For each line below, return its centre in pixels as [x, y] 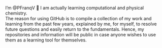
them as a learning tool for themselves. [46, 40]
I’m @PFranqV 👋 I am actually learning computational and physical [74, 8]
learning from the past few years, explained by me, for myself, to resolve [81, 24]
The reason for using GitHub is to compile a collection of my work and [78, 18]
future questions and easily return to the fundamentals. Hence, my [75, 29]
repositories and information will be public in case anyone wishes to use [81, 35]
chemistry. [16, 13]
